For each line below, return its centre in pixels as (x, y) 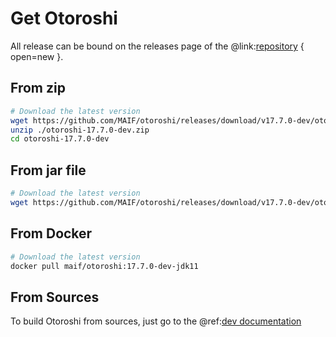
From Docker (51, 233)
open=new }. (37, 56)
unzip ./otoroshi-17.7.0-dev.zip (80, 130)
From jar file (48, 170)
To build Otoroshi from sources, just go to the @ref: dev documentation (156, 321)
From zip (38, 88)
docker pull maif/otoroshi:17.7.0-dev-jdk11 (104, 266)
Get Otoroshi (64, 18)
